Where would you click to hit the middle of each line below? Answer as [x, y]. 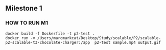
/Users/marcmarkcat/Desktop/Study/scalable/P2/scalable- [99, 38]
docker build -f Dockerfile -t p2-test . [50, 33]
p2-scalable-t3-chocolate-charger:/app [48, 42]
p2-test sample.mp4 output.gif [127, 42]
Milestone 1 [24, 8]
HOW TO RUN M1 [27, 23]
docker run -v [20, 38]
